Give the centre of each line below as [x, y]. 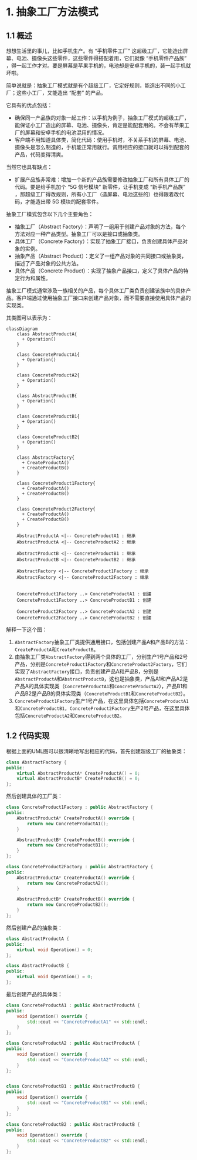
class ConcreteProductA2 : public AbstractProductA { [73, 1044]
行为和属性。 [35, 278]
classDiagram [22, 329]
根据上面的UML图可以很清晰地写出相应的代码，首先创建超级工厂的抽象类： [96, 751]
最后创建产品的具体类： [34, 994]
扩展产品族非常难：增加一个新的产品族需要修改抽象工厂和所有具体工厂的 [102, 179]
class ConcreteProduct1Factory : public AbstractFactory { [80, 807]
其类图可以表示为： [29, 318]
